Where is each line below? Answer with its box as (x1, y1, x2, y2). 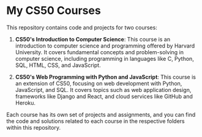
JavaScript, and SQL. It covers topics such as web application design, (15, 86, 192, 93)
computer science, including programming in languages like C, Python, (15, 55, 194, 62)
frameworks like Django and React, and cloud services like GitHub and (15, 93, 193, 100)
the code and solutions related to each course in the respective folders (6, 117, 185, 125)
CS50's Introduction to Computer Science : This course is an (15, 35, 170, 43)
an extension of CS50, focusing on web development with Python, (15, 80, 182, 87)
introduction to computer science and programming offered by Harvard (15, 42, 195, 49)
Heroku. (15, 99, 36, 107)
